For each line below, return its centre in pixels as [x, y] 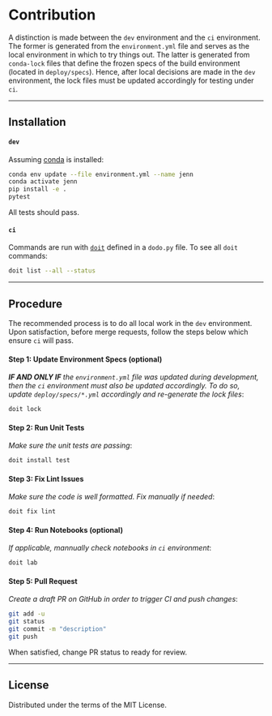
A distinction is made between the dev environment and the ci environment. [134, 37]
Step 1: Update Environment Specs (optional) [85, 359]
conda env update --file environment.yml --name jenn [101, 174]
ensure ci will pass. [41, 340]
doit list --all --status [52, 271]
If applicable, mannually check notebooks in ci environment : [110, 548]
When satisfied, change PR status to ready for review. [98, 652]
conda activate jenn [43, 182]
